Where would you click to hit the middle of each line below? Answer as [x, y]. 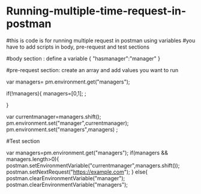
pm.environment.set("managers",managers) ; [62, 129]
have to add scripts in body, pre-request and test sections [78, 47]
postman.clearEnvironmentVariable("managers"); [67, 184]
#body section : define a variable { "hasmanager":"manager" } [83, 58]
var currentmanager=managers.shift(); [54, 117]
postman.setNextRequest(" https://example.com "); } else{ [77, 172]
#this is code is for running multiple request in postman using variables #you [101, 40]
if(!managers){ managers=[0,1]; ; [46, 93]
